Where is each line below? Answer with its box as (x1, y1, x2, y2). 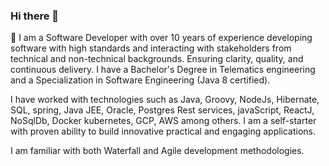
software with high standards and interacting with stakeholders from (10, 42, 292, 54)
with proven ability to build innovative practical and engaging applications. (10, 125, 317, 138)
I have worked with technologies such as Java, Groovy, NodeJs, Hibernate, (10, 94, 320, 106)
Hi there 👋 (10, 9, 60, 23)
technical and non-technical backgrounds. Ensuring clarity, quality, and (10, 53, 304, 65)
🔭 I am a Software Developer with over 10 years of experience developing (10, 32, 313, 44)
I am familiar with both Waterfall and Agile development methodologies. (10, 145, 305, 157)
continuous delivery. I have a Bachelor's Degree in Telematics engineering (10, 64, 316, 76)
